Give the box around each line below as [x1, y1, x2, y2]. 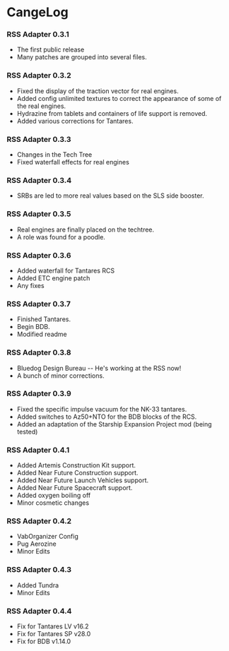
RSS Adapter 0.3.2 [6, 71, 71, 80]
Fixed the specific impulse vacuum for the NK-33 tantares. [16, 405, 187, 413]
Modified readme [16, 330, 68, 339]
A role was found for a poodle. [16, 232, 105, 241]
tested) [16, 427, 38, 436]
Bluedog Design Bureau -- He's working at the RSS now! [16, 364, 182, 372]
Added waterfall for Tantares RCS [16, 266, 115, 275]
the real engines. [16, 102, 66, 110]
